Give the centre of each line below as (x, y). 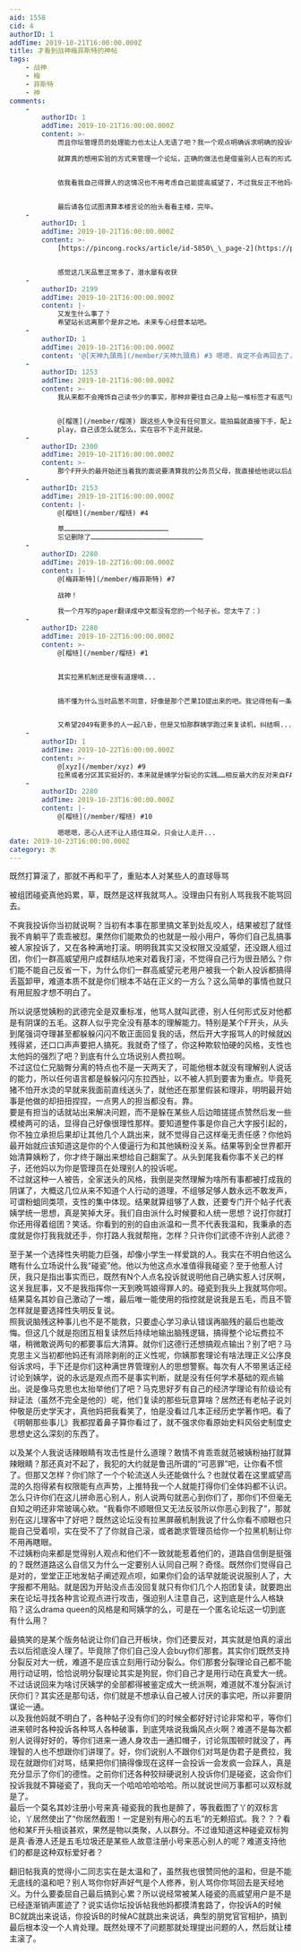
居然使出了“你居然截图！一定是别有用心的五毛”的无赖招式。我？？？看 (162, 1819)
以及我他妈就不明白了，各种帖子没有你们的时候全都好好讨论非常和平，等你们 (150, 1718)
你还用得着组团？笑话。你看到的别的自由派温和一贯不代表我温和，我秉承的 (146, 1225)
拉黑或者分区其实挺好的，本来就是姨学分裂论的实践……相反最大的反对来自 (171, 775)
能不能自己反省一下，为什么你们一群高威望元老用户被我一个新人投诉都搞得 (154, 970)
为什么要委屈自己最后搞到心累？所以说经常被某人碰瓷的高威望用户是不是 (158, 1894)
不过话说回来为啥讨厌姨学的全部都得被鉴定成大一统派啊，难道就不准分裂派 (146, 1684)
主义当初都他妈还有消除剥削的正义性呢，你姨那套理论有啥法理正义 (146, 1355)
